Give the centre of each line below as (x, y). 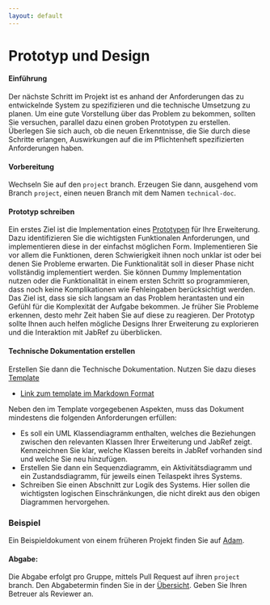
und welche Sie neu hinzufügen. (74, 459)
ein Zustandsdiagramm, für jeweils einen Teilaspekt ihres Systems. (131, 476)
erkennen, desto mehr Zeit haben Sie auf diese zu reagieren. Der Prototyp (131, 315)
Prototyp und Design (79, 55)
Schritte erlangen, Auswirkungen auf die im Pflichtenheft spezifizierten (127, 140)
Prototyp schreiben (42, 212)
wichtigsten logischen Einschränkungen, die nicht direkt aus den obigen (140, 493)
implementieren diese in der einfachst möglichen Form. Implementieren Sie (133, 246)
